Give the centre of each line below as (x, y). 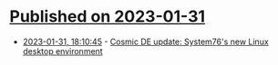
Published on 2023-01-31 (108, 17)
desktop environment (62, 51)
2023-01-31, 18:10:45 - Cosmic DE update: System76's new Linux (145, 42)
